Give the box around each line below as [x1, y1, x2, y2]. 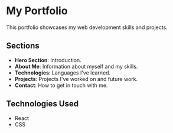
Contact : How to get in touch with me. [14, 82, 108, 89]
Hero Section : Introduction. [14, 56, 81, 63]
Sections [6, 41, 40, 51]
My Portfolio [6, 4, 68, 18]
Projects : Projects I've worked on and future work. [14, 75, 138, 82]
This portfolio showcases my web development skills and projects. [6, 24, 168, 31]
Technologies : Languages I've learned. [14, 69, 111, 76]
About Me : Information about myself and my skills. [14, 63, 138, 70]
